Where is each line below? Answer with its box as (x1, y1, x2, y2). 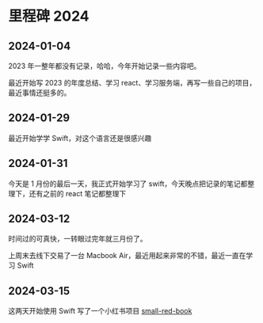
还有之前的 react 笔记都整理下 (29, 188, 127, 198)
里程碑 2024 (8, 7, 90, 25)
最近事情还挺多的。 (8, 88, 71, 97)
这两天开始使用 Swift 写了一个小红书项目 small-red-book (8, 306, 192, 316)
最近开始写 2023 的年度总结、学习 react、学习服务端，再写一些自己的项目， (8, 78, 257, 87)
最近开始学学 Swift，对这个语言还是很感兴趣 (8, 133, 152, 142)
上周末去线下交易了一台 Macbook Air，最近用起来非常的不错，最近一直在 (8, 251, 246, 260)
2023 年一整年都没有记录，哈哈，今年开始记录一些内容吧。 (8, 61, 201, 70)
